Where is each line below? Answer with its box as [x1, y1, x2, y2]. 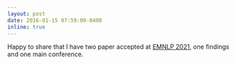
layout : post [7, 10, 46, 18]
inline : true [7, 23, 46, 30]
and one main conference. [7, 50, 84, 58]
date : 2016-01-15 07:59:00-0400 [7, 17, 102, 24]
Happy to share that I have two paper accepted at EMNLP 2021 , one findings [7, 43, 230, 51]
